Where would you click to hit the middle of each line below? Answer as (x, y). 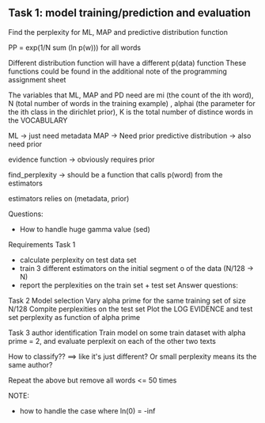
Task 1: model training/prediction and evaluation (130, 13)
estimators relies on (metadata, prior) (69, 198)
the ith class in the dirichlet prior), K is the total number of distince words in (131, 112)
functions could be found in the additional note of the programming (118, 71)
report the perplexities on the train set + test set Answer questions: (129, 285)
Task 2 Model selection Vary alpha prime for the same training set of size (127, 300)
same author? (30, 364)
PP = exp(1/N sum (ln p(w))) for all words (74, 48)
